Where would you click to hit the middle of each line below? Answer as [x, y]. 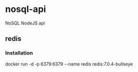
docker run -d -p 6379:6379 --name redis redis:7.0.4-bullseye [69, 64]
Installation [19, 53]
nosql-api [26, 9]
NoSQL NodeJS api [25, 23]
